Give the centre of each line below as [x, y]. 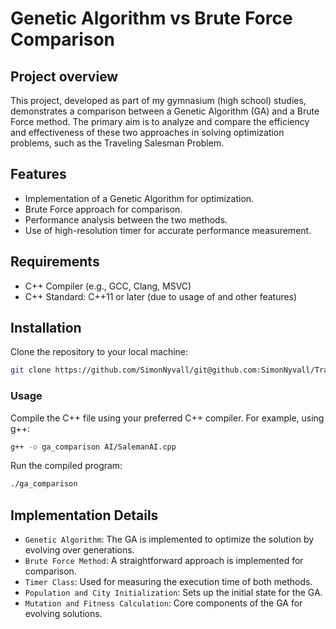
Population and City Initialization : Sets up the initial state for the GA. [173, 593]
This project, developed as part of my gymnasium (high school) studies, [158, 100]
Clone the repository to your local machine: [99, 352]
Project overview [64, 76]
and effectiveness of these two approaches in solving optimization [147, 132]
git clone [31, 370]
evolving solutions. [63, 614]
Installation [46, 328]
